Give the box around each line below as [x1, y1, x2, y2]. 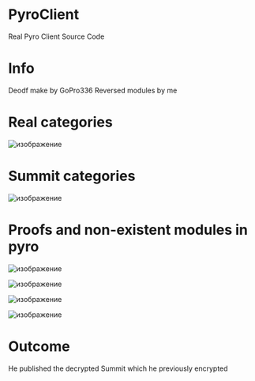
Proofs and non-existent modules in [8, 221, 249, 239]
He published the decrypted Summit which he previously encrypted [8, 364, 228, 373]
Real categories [8, 113, 113, 131]
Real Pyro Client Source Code [8, 32, 105, 41]
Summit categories [8, 168, 136, 185]
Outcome [8, 338, 70, 355]
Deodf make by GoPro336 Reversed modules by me [8, 85, 178, 95]
